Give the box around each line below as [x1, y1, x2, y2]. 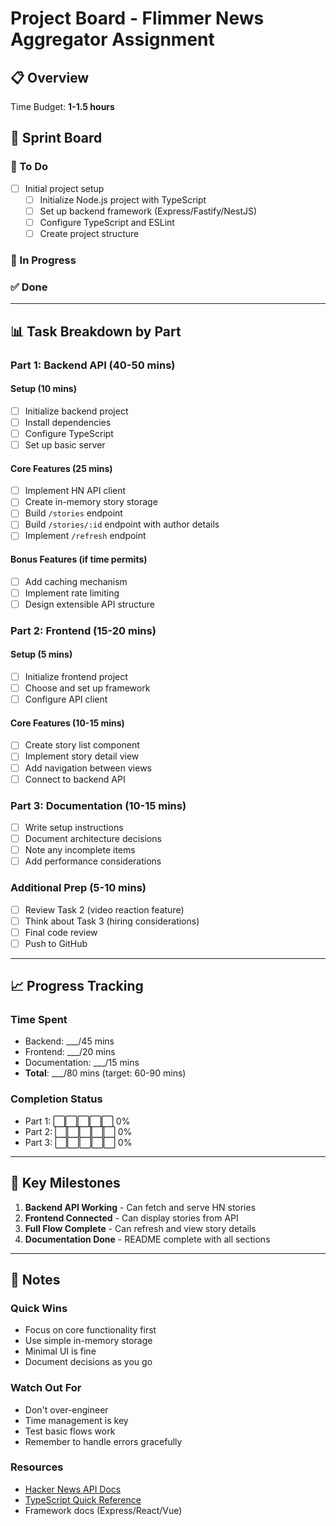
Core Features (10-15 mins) [10, 717, 125, 729]
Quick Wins [10, 1301, 68, 1315]
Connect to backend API [24, 773, 126, 785]
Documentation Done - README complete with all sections [24, 1233, 271, 1245]
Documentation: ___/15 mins [24, 1057, 140, 1069]
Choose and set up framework [24, 682, 151, 694]
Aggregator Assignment [10, 28, 215, 51]
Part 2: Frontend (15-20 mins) [10, 623, 157, 637]
